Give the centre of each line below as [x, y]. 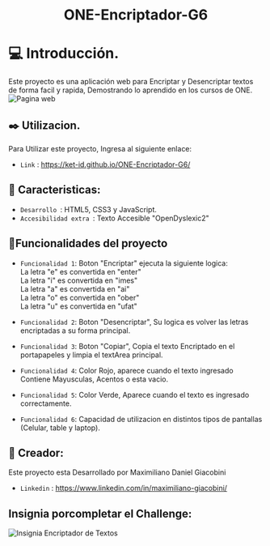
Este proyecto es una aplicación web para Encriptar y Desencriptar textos [131, 82]
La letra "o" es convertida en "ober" [80, 297]
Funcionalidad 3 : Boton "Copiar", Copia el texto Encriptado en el [127, 346]
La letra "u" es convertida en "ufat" [78, 306]
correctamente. [46, 403]
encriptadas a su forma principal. [75, 331]
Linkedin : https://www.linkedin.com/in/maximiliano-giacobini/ [124, 488]
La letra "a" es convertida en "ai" [75, 288]
